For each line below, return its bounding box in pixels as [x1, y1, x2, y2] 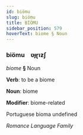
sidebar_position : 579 [6, 25, 62, 32]
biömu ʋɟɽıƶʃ [6, 51, 46, 59]
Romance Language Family [6, 123, 74, 130]
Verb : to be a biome [6, 76, 55, 83]
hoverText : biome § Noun [6, 31, 68, 37]
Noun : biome [6, 87, 39, 95]
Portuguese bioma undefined [6, 111, 78, 118]
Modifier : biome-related [6, 99, 65, 106]
